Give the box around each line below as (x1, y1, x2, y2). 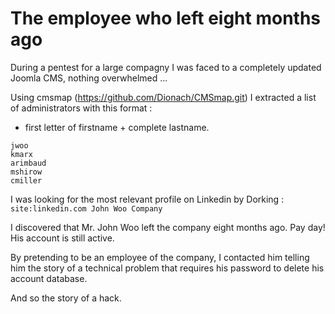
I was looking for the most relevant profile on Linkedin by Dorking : (10, 193, 285, 205)
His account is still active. (10, 232, 115, 244)
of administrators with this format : (10, 102, 153, 114)
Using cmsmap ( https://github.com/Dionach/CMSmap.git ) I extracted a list (10, 91, 317, 103)
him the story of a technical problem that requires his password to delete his (10, 262, 325, 274)
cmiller (10, 175, 43, 186)
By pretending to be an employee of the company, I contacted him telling (10, 251, 310, 263)
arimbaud (10, 158, 47, 168)
